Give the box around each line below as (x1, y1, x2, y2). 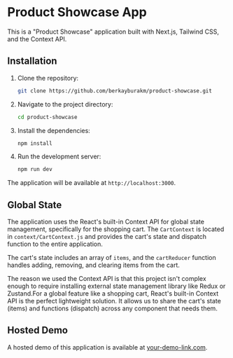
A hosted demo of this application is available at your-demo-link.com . (7, 343, 208, 351)
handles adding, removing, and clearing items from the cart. (7, 261, 181, 270)
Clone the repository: (17, 74, 79, 82)
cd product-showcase (17, 113, 78, 121)
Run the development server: (17, 152, 101, 161)
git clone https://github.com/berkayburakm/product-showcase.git (17, 87, 212, 95)
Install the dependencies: (17, 126, 91, 135)
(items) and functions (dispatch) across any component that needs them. (7, 304, 218, 312)
